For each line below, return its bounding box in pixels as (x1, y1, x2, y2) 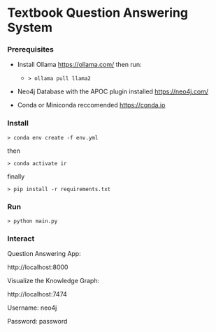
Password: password (7, 317, 68, 326)
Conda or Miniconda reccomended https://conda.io (17, 101, 166, 110)
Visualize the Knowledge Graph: (7, 277, 100, 285)
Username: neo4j (7, 303, 57, 312)
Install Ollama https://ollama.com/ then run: (17, 61, 142, 69)
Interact (7, 234, 35, 243)
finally (7, 172, 25, 181)
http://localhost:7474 (7, 290, 68, 299)
